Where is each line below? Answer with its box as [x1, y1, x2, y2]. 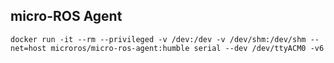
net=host [10, 43, 47, 53]
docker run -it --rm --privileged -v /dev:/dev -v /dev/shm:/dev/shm [10, 34, 307, 44]
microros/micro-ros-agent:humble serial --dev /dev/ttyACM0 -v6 [50, 43, 325, 53]
